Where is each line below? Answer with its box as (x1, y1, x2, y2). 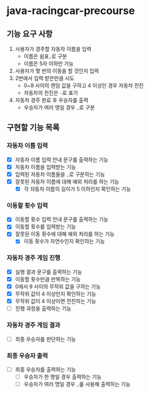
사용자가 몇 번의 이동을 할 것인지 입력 (15, 67, 100, 74)
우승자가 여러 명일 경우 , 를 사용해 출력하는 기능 (23, 381, 130, 387)
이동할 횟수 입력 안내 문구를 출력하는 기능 (15, 216, 109, 223)
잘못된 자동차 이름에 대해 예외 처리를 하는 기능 (15, 178, 119, 185)
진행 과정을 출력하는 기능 (15, 305, 72, 312)
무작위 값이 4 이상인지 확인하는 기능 (15, 291, 97, 298)
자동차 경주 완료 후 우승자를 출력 (15, 96, 88, 104)
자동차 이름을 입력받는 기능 (15, 163, 76, 170)
